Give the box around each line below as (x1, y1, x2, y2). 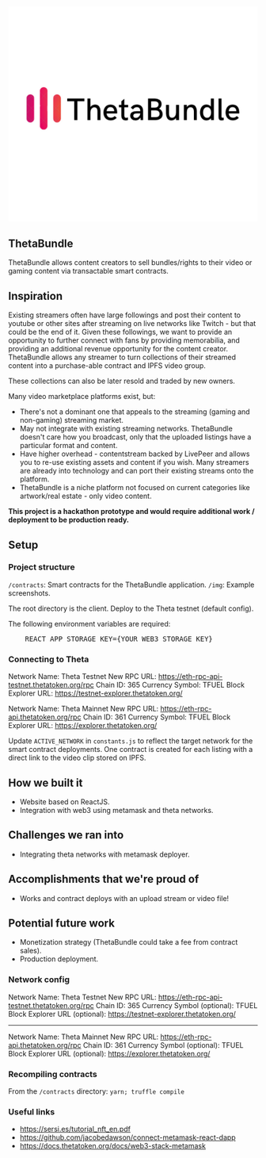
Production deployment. (19, 954, 99, 964)
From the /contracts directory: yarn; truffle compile (8, 1087, 184, 1096)
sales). (19, 946, 42, 956)
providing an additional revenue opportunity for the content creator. (8, 344, 228, 354)
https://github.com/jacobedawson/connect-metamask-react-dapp (19, 1133, 236, 1142)
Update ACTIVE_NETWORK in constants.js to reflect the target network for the (8, 736, 253, 746)
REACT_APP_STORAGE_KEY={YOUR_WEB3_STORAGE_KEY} (25, 634, 214, 643)
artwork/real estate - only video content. (19, 491, 152, 501)
